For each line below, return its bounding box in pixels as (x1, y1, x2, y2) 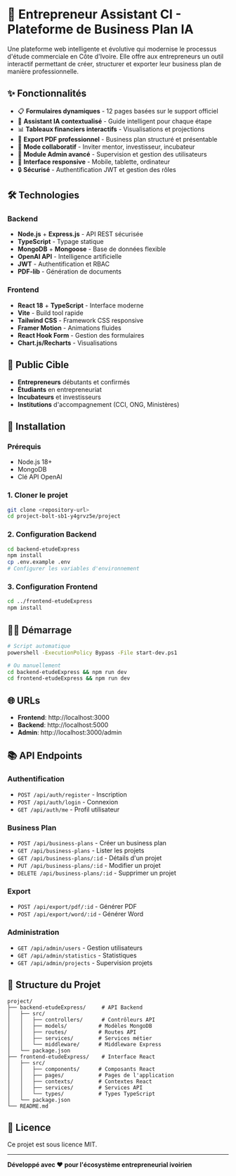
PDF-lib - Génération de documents (17, 267, 122, 276)
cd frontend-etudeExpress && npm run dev (7, 675, 131, 682)
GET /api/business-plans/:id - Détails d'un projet (17, 854, 162, 862)
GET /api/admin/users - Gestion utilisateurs (17, 943, 143, 952)
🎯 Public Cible (7, 359, 70, 371)
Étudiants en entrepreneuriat (17, 385, 102, 393)
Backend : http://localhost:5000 (17, 721, 109, 729)
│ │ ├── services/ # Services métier (7, 1034, 152, 1042)
